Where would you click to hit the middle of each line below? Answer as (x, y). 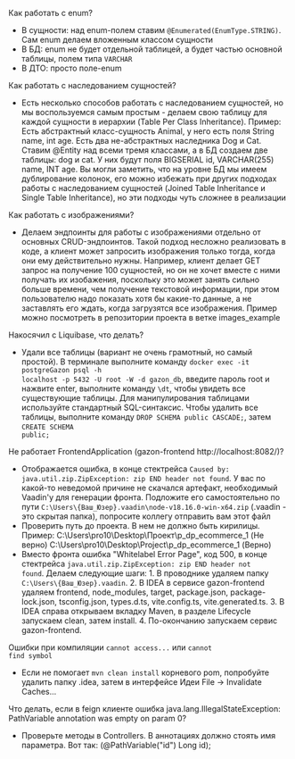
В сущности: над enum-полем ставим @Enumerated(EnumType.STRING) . (151, 30)
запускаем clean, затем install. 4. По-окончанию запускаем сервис (149, 621)
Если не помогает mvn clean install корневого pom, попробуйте (145, 672)
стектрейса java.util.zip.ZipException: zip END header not (136, 563)
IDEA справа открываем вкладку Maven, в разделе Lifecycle (136, 611)
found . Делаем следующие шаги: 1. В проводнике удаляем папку (145, 573)
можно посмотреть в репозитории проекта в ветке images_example (151, 317)
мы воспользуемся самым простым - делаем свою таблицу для (144, 112)
